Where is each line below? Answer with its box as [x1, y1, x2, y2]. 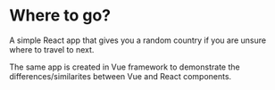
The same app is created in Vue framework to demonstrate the [9, 61, 240, 72]
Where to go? [9, 5, 112, 26]
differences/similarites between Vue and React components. [9, 70, 232, 81]
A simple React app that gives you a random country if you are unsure [9, 35, 266, 45]
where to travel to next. [9, 44, 95, 54]
